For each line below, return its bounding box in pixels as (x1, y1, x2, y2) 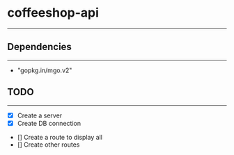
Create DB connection (17, 119, 81, 127)
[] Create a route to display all (17, 133, 103, 141)
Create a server (17, 111, 63, 120)
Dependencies (7, 41, 72, 53)
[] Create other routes (17, 140, 80, 149)
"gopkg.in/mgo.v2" (17, 66, 72, 74)
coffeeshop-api (7, 5, 100, 21)
